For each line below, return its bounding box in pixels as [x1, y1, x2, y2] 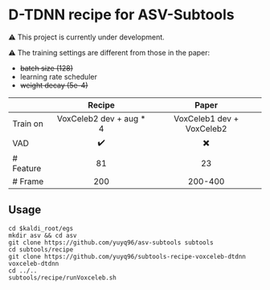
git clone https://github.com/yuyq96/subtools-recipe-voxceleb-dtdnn [8, 252, 247, 260]
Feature [12, 162, 42, 174]
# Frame [12, 175, 44, 186]
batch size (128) [19, 63, 74, 73]
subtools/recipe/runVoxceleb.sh [8, 273, 117, 282]
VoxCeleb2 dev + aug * [56, 112, 146, 124]
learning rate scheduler [19, 71, 98, 81]
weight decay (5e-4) [19, 80, 88, 90]
